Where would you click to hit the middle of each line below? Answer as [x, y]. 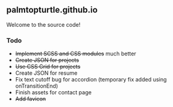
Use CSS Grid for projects [48, 67]
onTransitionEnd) [36, 86]
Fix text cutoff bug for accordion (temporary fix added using [91, 80]
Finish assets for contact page [53, 92]
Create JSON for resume [46, 73]
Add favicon [31, 99]
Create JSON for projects [47, 60]
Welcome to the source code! [43, 24]
